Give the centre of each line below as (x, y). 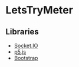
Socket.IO (26, 45)
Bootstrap (26, 58)
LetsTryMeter (39, 10)
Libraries (22, 32)
